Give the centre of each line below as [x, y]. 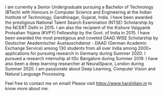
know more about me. [27, 88]
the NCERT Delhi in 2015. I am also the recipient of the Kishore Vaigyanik [78, 28]
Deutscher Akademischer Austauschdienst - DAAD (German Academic [76, 43]
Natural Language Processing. [35, 74]
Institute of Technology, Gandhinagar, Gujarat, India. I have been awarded [79, 17]
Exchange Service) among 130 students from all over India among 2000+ [78, 48]
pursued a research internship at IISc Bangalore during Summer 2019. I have [81, 58]
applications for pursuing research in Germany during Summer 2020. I [75, 53]
